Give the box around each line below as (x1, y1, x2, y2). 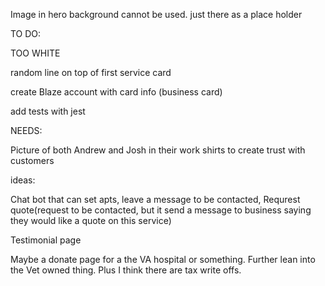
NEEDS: (10, 125, 43, 136)
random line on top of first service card (10, 67, 172, 78)
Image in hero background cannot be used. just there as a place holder (10, 9, 303, 20)
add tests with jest (10, 105, 86, 117)
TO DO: (10, 28, 42, 39)
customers (10, 155, 55, 166)
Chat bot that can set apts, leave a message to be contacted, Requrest (10, 194, 301, 205)
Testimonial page (10, 234, 82, 246)
